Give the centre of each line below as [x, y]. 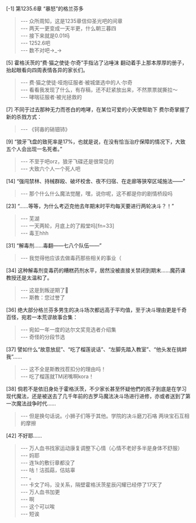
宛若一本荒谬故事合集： [49, 317]
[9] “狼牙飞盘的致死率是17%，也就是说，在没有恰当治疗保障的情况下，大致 [96, 142]
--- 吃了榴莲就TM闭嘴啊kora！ [57, 376]
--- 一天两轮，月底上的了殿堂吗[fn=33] [67, 226]
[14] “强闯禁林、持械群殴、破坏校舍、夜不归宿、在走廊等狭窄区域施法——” [96, 181]
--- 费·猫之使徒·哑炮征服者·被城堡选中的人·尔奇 [76, 82]
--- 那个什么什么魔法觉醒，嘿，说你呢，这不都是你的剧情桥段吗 [97, 194]
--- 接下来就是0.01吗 [45, 36]
